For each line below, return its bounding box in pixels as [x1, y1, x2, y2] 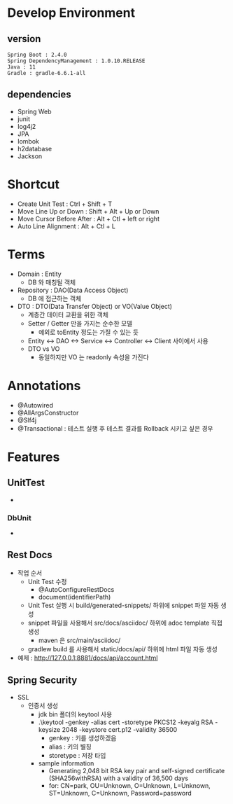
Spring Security [7, 674, 78, 686]
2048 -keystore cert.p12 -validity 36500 [62, 725, 178, 733]
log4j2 [17, 122, 36, 130]
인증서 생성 [27, 701, 58, 709]
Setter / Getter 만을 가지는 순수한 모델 [27, 319, 133, 327]
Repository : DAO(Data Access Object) [17, 286, 129, 294]
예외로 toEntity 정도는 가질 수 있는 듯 [38, 328, 139, 336]
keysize [38, 725, 61, 733]
